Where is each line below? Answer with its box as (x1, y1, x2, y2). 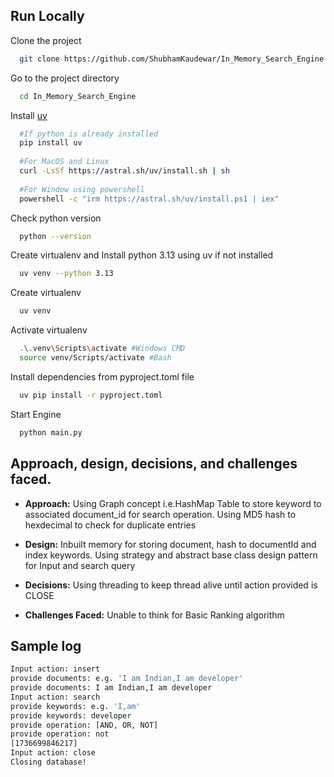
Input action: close (10, 748, 97, 758)
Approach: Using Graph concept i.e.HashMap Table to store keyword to (24, 497, 322, 509)
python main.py (19, 427, 83, 438)
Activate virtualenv (10, 324, 88, 336)
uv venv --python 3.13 (19, 269, 114, 279)
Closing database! (10, 757, 87, 768)
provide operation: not (10, 729, 110, 739)
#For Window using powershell (19, 184, 145, 194)
